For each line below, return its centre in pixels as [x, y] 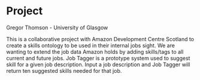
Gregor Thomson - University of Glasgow [57, 27]
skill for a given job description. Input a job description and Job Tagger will [98, 64]
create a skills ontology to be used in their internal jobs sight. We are [91, 45]
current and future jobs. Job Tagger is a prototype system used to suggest [98, 58]
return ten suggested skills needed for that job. [64, 70]
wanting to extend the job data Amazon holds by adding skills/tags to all [95, 51]
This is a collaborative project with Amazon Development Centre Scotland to [100, 39]
